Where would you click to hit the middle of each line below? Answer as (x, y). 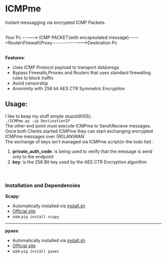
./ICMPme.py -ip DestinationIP (38, 121)
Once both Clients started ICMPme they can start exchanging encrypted (79, 131)
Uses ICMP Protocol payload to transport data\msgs (66, 67)
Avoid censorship (30, 83)
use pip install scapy (36, 217)
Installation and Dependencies (43, 185)
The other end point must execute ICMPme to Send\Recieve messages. (78, 126)
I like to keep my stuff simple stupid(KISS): (48, 116)
